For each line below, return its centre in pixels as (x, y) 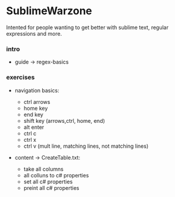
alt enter (34, 127)
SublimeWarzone (49, 11)
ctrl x (30, 139)
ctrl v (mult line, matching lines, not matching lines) (86, 146)
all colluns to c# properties (56, 175)
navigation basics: (37, 90)
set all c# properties (48, 182)
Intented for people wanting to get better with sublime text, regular (87, 27)
